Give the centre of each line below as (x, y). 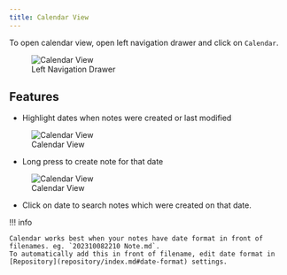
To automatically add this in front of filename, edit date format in (142, 254)
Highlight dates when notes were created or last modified (127, 118)
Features (34, 97)
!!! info (21, 223)
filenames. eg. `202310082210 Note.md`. (85, 247)
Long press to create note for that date (93, 162)
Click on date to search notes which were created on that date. (137, 205)
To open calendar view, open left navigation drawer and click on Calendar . (144, 42)
